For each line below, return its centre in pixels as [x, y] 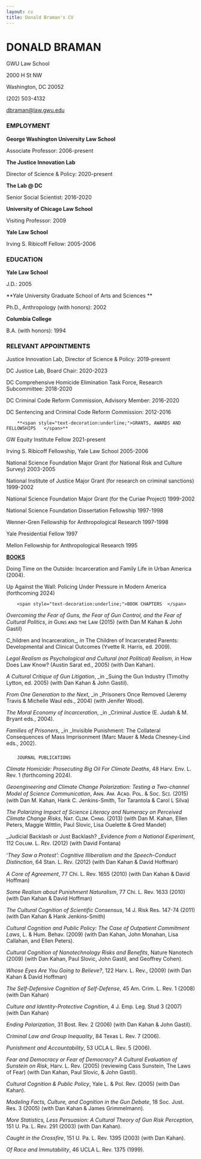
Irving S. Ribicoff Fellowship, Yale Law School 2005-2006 [77, 451]
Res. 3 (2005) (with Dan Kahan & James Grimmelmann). [75, 1109]
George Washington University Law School [61, 139]
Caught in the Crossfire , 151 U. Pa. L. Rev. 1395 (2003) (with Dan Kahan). [96, 1138]
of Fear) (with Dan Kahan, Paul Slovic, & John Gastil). [72, 1072]
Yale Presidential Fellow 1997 [42, 534]
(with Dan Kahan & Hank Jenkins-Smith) [56, 916]
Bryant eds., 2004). [30, 719]
